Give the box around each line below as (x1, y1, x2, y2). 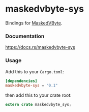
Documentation (5, 33, 45, 40)
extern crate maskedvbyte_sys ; (5, 102, 72, 107)
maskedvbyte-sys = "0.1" (5, 83, 58, 88)
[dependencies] (5, 78, 38, 83)
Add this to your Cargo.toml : (5, 68, 65, 74)
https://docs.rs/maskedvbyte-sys (5, 44, 75, 50)
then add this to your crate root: (5, 92, 72, 98)
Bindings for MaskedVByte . (5, 20, 63, 26)
